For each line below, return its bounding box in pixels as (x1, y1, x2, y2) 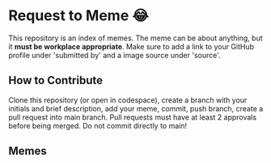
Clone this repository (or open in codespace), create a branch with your (8, 95, 248, 105)
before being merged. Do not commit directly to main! (8, 120, 188, 131)
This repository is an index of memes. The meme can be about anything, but (8, 33, 263, 43)
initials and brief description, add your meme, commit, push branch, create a (8, 103, 264, 113)
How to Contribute (8, 73, 104, 87)
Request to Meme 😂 (8, 6, 150, 25)
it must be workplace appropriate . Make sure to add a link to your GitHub (8, 41, 255, 51)
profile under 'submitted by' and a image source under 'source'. (8, 50, 221, 60)
